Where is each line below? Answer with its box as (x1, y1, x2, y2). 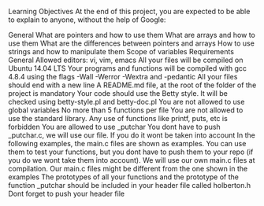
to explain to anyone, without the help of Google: (8, 15, 166, 24)
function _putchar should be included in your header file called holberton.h (8, 181, 251, 189)
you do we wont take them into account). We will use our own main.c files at (8, 156, 255, 164)
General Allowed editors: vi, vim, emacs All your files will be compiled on (8, 55, 244, 64)
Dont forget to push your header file (8, 189, 125, 198)
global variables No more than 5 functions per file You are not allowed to (8, 105, 244, 115)
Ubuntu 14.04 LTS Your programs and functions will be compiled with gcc (8, 64, 247, 73)
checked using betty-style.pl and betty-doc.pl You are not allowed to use (8, 97, 245, 106)
